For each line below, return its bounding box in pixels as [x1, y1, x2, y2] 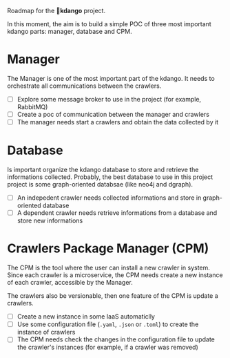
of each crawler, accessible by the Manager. [7, 279, 133, 287]
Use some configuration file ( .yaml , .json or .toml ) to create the [17, 320, 199, 328]
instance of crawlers [17, 328, 76, 337]
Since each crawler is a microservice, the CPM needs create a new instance [7, 271, 223, 279]
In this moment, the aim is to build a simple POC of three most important [7, 20, 211, 28]
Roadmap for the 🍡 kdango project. [7, 7, 105, 15]
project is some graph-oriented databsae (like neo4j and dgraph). [7, 180, 194, 189]
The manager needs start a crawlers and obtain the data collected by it [17, 118, 219, 126]
